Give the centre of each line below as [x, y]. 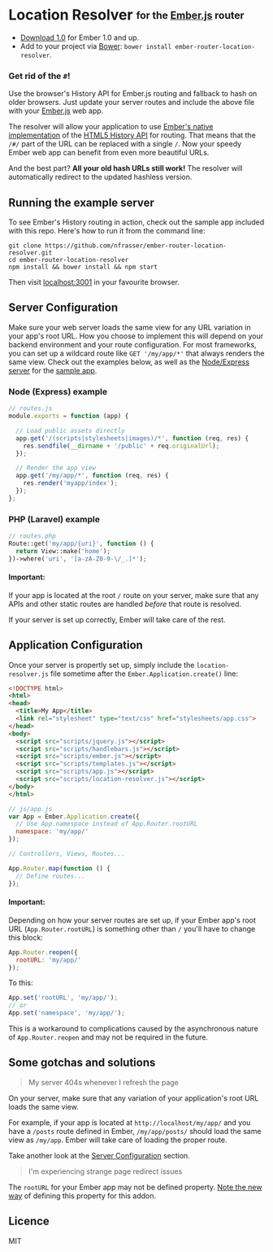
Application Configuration [76, 646]
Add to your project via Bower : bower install [96, 46]
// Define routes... [50, 876]
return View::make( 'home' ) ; [63, 551]
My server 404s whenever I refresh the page [103, 1082]
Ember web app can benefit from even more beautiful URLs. [109, 153]
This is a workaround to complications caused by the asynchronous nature [133, 1029]
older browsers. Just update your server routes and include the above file [132, 103]
